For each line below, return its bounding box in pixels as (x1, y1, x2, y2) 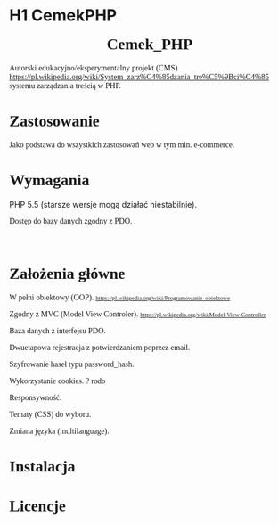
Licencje (9, 496, 67, 515)
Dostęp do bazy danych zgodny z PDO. (9, 216, 133, 225)
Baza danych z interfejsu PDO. (9, 326, 106, 335)
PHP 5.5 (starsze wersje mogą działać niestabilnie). (9, 199, 198, 209)
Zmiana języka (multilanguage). (9, 426, 110, 436)
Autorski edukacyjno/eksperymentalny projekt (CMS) (9, 63, 178, 72)
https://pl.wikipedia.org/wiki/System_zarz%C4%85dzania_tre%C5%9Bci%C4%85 (9, 72, 270, 81)
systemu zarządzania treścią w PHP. (9, 81, 122, 90)
